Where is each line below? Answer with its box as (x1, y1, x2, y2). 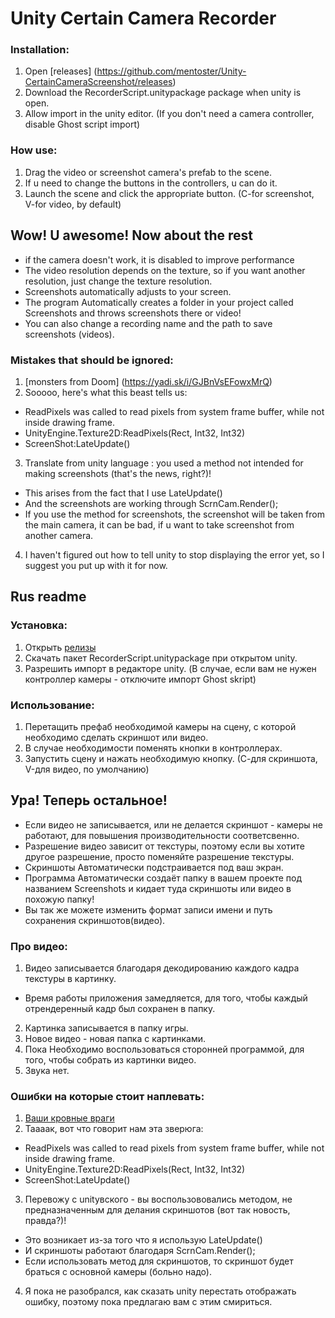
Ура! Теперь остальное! (10, 792, 168, 809)
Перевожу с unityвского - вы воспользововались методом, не (24, 1193, 293, 1206)
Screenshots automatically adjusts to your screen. (24, 285, 232, 297)
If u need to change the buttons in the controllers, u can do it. (24, 177, 278, 189)
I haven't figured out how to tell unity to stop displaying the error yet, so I (24, 548, 325, 561)
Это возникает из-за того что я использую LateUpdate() (24, 1234, 263, 1246)
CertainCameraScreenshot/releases (24, 76, 173, 88)
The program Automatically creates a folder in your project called (24, 296, 294, 308)
